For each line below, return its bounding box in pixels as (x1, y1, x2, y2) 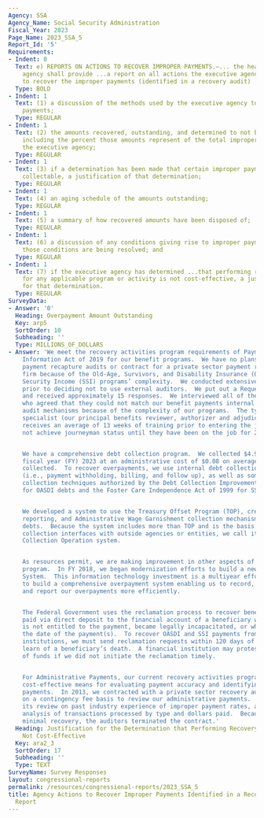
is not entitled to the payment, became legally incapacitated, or (22, 623, 247, 631)
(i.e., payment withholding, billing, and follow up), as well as (22, 472, 244, 480)
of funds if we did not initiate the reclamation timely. (22, 652, 216, 660)
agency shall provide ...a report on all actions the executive (22, 70, 237, 78)
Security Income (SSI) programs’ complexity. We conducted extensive (22, 377, 258, 386)
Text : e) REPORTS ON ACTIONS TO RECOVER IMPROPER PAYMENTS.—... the (15, 63, 244, 71)
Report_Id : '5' (8, 41, 58, 49)
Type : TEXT (15, 761, 51, 769)
